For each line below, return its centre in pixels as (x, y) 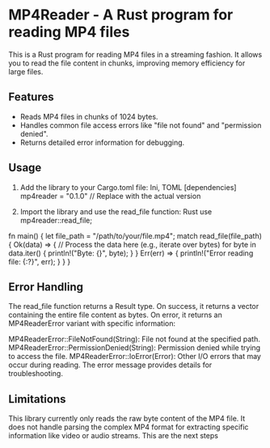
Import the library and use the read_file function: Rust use (116, 211)
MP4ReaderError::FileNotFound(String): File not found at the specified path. (134, 339)
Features (31, 97)
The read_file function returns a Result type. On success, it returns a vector (134, 306)
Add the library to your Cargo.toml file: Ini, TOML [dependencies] (128, 187)
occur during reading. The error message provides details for (110, 365)
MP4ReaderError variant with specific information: (92, 323)
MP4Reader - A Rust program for (121, 15)
